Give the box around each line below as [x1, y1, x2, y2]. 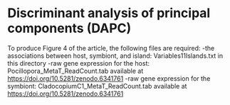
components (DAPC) [7, 20, 132, 36]
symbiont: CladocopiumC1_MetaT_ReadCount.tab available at [7, 81, 187, 90]
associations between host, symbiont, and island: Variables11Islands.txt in [7, 51, 224, 60]
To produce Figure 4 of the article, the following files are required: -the [7, 44, 215, 52]
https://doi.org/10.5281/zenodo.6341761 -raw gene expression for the [7, 74, 211, 83]
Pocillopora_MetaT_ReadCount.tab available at [7, 66, 144, 75]
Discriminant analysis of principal [7, 5, 211, 21]
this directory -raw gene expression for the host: [7, 59, 150, 67]
